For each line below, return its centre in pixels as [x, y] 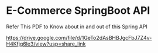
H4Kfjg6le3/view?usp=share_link [46, 44]
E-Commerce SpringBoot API [78, 11]
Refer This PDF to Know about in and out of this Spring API [77, 26]
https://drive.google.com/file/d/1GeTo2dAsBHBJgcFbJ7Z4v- [79, 37]
